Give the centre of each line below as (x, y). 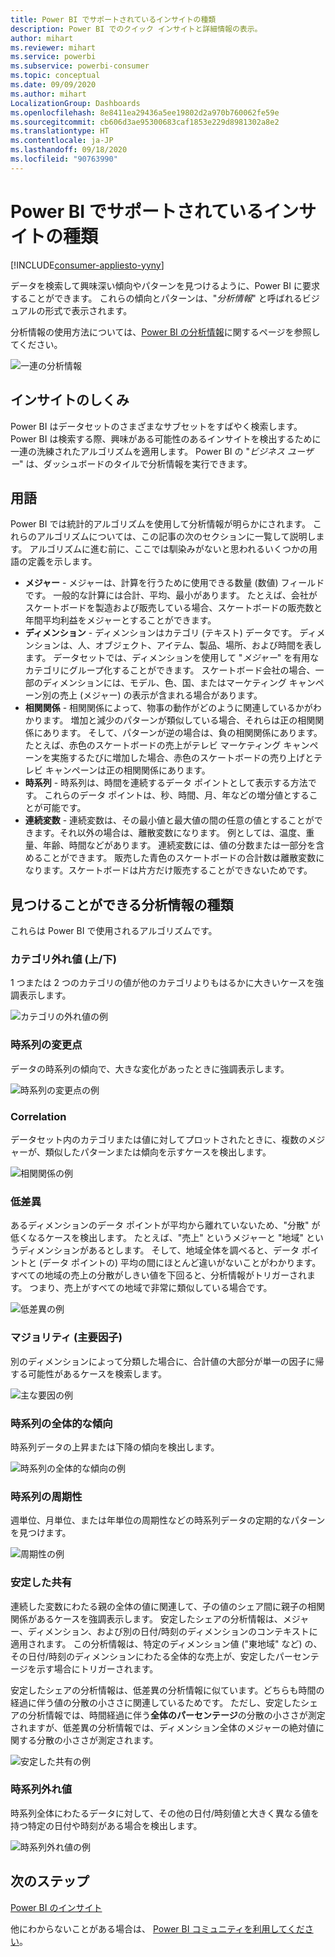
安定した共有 (41, 1583)
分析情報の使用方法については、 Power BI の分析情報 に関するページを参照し (165, 332)
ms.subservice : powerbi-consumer (80, 66)
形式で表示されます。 (88, 310)
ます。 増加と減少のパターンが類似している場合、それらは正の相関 (179, 720)
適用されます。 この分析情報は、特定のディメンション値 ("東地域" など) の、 (166, 1643)
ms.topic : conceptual (55, 76)
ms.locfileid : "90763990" (64, 159)
